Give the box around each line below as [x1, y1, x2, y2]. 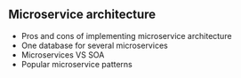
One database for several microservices [20, 40, 168, 51]
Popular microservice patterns [20, 58, 133, 69]
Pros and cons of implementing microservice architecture [20, 30, 232, 41]
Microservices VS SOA [20, 49, 105, 60]
